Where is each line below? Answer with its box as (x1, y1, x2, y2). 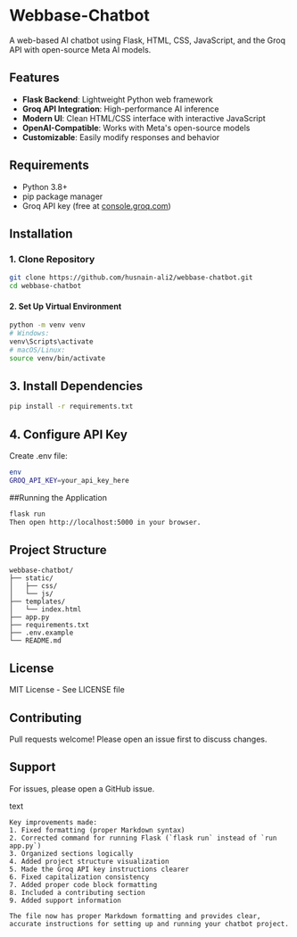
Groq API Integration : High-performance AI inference (21, 104, 219, 114)
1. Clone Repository (9, 253, 95, 265)
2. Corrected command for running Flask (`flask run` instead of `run (9, 833, 277, 842)
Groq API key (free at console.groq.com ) (21, 200, 171, 211)
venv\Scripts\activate (9, 336, 94, 346)
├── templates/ (9, 597, 66, 607)
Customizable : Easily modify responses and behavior (21, 131, 220, 143)
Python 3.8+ (21, 181, 69, 192)
